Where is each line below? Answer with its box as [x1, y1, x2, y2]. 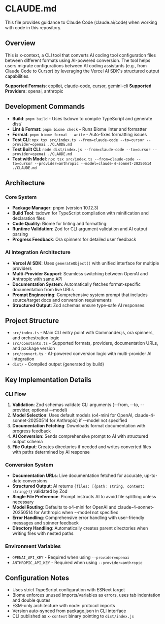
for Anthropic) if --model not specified [49, 417, 128, 423]
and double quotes [12, 597, 51, 603]
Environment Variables [5, 543, 61, 550]
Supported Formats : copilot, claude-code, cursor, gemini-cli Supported [5, 83, 152, 89]
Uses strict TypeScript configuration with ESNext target [12, 587, 125, 593]
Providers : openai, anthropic [5, 88, 64, 94]
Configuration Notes [5, 574, 69, 582]
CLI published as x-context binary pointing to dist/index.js [12, 613, 134, 619]
